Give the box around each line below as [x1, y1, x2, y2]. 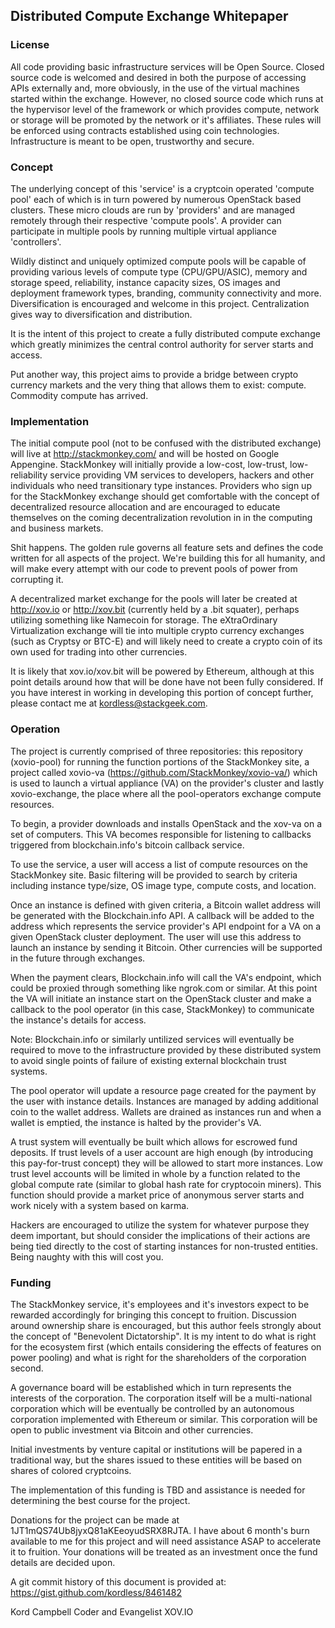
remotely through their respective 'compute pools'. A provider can [10, 214, 282, 226]
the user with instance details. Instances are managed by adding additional [10, 1095, 319, 1107]
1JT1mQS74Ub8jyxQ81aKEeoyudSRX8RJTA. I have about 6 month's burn [10, 1524, 310, 1536]
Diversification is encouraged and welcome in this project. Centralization [10, 297, 310, 309]
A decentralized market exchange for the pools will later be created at [10, 593, 298, 605]
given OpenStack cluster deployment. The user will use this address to [10, 930, 302, 943]
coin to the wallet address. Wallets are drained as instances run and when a [10, 1105, 322, 1118]
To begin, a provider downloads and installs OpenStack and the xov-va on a [10, 817, 323, 829]
